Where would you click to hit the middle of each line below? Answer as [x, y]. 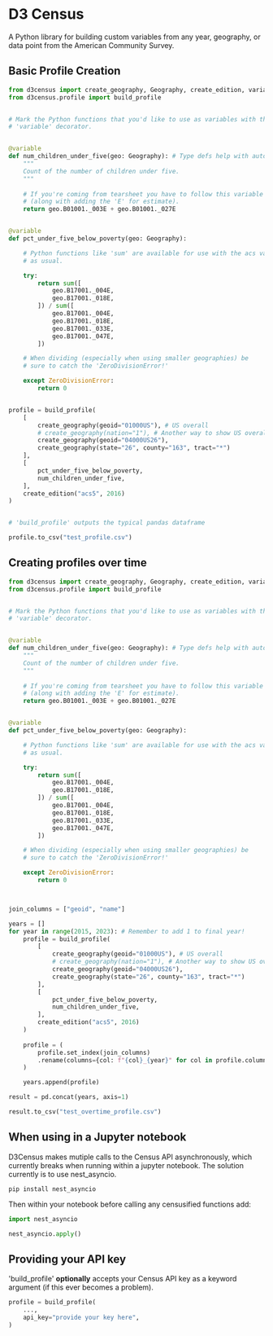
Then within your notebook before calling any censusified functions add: [130, 1204]
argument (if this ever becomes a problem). [81, 1287]
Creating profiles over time [78, 563]
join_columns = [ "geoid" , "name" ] [67, 909]
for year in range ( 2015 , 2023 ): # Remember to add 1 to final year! [127, 931]
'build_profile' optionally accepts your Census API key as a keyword [123, 1279]
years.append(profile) [61, 1083]
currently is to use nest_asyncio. [63, 1174]
